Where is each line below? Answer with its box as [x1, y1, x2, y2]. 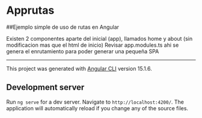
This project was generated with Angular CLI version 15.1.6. [6, 65, 152, 72]
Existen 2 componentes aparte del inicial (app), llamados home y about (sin [6, 35, 193, 42]
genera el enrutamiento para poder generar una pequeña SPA [6, 47, 159, 55]
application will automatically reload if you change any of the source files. [6, 104, 188, 111]
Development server [6, 82, 85, 93]
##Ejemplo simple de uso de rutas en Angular [6, 23, 119, 31]
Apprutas [6, 4, 55, 17]
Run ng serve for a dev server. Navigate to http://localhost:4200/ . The [6, 98, 185, 105]
